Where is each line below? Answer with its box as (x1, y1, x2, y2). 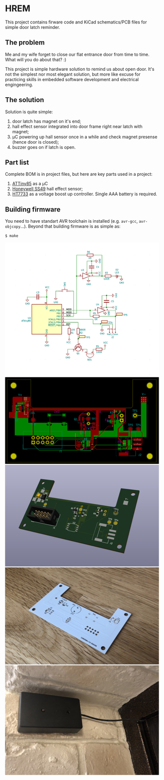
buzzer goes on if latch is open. (12, 144, 76, 150)
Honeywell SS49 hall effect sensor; (12, 186, 83, 192)
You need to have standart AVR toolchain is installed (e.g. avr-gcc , (5, 218, 138, 224)
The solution (5, 96, 44, 104)
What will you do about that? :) (5, 57, 67, 63)
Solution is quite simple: (5, 108, 53, 115)
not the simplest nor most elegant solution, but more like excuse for (5, 71, 141, 77)
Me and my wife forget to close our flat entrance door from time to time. (5, 51, 150, 57)
